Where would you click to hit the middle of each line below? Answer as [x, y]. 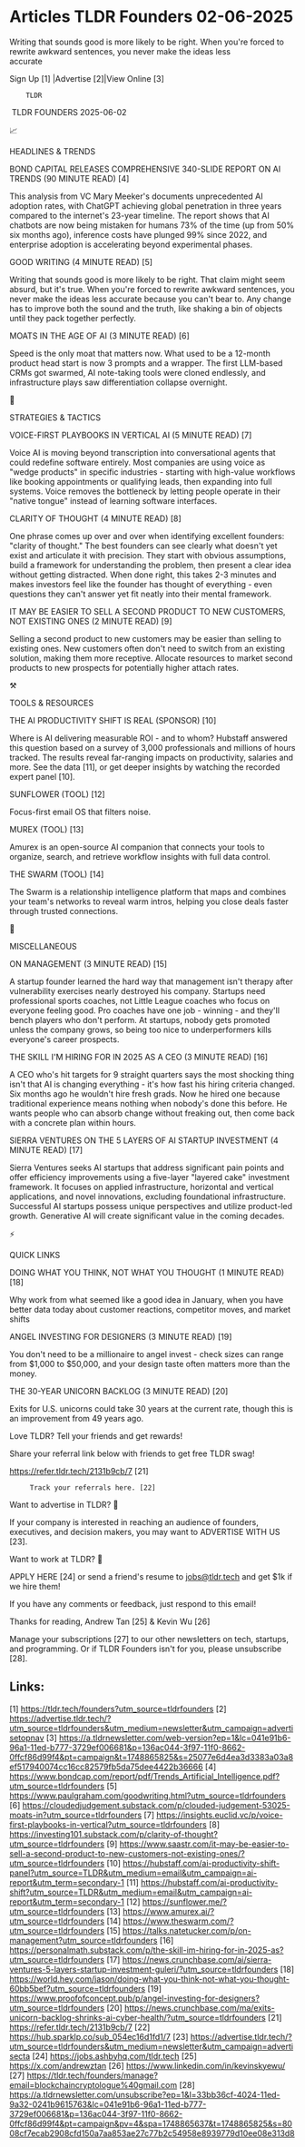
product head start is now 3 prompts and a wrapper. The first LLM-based [146, 363]
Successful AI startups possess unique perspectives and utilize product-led [151, 1206]
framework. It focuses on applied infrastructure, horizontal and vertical [142, 1187]
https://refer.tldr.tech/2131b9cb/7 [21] [79, 1471]
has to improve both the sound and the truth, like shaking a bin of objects [146, 308]
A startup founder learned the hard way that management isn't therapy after [151, 981]
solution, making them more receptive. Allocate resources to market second [151, 658]
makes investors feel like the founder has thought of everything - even [141, 584]
